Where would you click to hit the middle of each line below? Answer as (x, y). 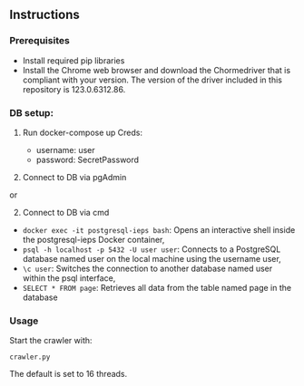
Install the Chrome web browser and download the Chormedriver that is (157, 70)
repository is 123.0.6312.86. (74, 89)
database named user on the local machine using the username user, (152, 258)
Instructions (44, 15)
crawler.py (30, 357)
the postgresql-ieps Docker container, (93, 239)
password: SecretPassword (87, 159)
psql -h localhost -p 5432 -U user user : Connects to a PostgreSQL (152, 249)
